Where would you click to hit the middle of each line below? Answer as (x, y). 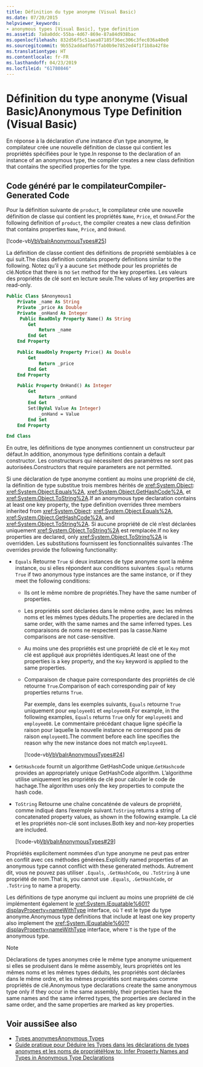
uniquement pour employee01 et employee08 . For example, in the (101, 711)
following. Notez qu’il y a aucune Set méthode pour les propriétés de (92, 266)
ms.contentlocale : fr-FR (37, 57)
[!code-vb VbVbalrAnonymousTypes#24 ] (74, 755)
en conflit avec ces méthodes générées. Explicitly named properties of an (97, 860)
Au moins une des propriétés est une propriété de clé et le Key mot (107, 649)
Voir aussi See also (42, 1024)
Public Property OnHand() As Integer (65, 386)
